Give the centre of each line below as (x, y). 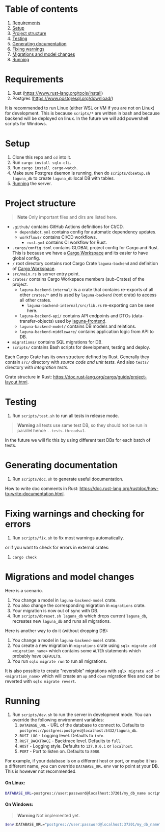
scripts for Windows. (26, 123)
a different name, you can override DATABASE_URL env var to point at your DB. (82, 766)
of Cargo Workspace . (34, 268)
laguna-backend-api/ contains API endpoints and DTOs (75, 316)
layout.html (16, 382)
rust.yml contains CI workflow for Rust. (67, 242)
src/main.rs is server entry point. (46, 274)
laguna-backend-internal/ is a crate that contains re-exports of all (86, 289)
